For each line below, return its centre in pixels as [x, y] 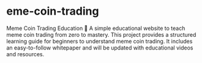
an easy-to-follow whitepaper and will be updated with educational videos [100, 48]
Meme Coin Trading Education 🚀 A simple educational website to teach [96, 28]
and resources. [25, 54]
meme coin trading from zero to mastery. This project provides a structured [101, 34]
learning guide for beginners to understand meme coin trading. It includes [99, 41]
